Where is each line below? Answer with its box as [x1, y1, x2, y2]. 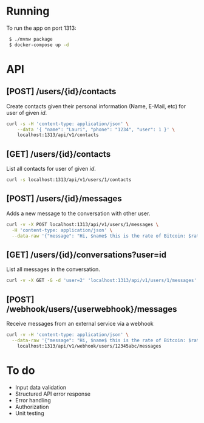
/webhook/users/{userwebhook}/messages [6, 304, 177, 314]
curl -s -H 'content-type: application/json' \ [6, 120, 129, 127]
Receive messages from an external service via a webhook [6, 320, 154, 327]
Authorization [15, 403, 50, 410]
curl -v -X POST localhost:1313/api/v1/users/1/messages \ [6, 221, 159, 227]
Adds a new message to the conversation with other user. [6, 210, 151, 217]
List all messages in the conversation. [6, 266, 100, 273]
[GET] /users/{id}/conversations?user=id [6, 249, 167, 260]
